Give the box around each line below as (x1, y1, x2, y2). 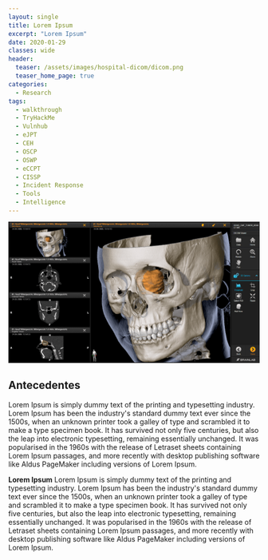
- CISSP (15, 173, 41, 181)
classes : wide (8, 46, 56, 55)
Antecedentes (8, 379, 81, 392)
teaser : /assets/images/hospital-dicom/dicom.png (15, 64, 183, 72)
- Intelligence (15, 198, 66, 207)
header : (8, 55, 34, 63)
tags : (8, 97, 26, 105)
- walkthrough (15, 105, 62, 113)
